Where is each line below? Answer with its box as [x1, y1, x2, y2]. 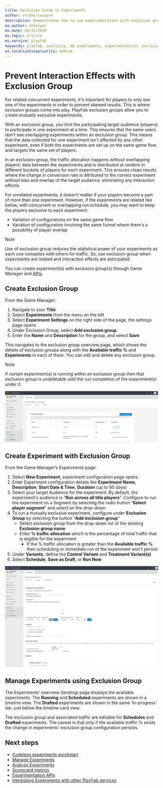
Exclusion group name [19, 526, 65, 531]
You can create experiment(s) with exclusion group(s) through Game [5, 265, 142, 271]
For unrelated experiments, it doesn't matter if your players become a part [5, 192, 153, 197]
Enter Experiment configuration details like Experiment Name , [12, 479, 137, 485]
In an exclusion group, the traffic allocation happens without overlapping [5, 157, 150, 162]
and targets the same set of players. [5, 147, 77, 153]
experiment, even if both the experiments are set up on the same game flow [5, 142, 157, 148]
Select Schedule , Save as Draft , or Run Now [12, 557, 102, 562]
